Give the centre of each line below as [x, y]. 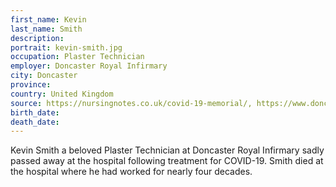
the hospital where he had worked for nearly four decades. [131, 172]
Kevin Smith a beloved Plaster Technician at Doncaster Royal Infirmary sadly [167, 150]
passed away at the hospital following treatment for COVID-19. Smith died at [167, 161]
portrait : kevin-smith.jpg [66, 47]
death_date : [35, 122]
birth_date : [35, 112]
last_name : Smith [46, 29]
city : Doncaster [44, 76]
